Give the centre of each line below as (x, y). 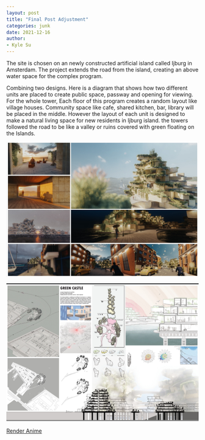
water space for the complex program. (55, 76)
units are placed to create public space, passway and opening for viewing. (100, 94)
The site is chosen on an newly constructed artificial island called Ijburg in (99, 63)
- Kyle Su (19, 45)
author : (16, 39)
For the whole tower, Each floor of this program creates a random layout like (102, 101)
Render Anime (24, 431)
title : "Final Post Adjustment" (47, 19)
